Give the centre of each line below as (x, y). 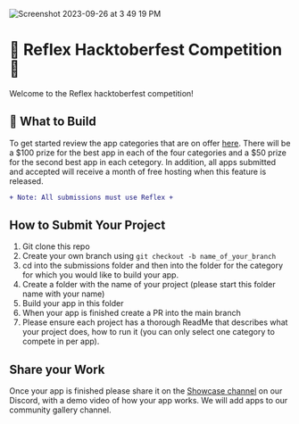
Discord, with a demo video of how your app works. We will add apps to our (149, 401)
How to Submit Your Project (87, 225)
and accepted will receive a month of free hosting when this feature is (138, 171)
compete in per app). (61, 341)
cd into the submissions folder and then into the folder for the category (153, 266)
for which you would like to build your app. (100, 275)
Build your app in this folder (73, 303)
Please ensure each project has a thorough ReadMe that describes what (155, 322)
